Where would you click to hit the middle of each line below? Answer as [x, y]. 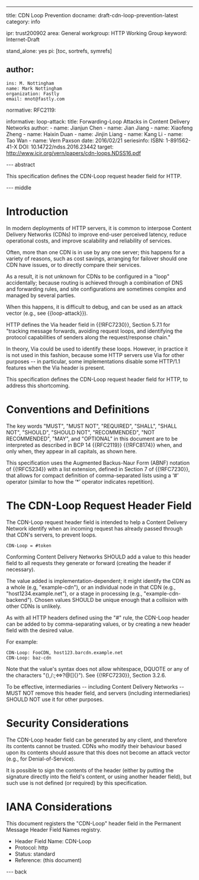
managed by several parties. [41, 295]
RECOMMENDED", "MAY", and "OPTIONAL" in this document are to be [92, 439]
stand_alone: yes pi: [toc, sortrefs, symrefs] [59, 51]
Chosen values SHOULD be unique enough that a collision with [111, 600]
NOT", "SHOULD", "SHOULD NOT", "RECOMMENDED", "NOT [81, 432]
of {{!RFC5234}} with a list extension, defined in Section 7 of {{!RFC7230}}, [98, 469]
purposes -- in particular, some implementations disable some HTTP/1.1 [93, 361]
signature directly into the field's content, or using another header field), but [99, 777]
